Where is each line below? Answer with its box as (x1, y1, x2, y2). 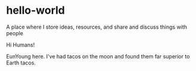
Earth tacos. (6, 59, 36, 66)
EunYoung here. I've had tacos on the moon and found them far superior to (6, 53, 190, 60)
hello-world (6, 4, 66, 17)
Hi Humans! (6, 41, 35, 48)
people (6, 29, 24, 36)
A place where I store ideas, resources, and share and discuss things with (6, 23, 188, 30)
